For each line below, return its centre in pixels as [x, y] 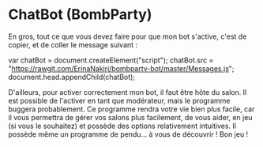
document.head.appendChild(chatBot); [72, 77]
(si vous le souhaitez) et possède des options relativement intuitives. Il [122, 126]
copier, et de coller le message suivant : [73, 44]
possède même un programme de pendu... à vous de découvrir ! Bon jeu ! [128, 134]
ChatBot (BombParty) [80, 15]
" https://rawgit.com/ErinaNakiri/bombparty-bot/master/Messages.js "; [121, 68]
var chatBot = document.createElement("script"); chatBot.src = [111, 60]
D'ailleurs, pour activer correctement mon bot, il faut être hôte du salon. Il [128, 92]
